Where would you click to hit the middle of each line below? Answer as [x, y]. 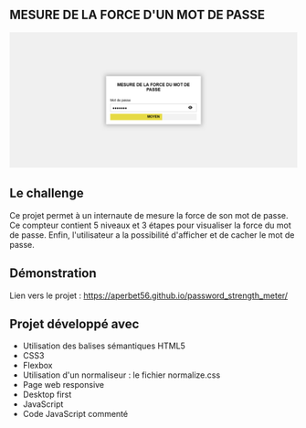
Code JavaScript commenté [75, 414]
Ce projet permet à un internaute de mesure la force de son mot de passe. [149, 215]
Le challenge [47, 193]
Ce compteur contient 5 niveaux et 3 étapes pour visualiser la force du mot [151, 225]
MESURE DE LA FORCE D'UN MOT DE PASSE [137, 15]
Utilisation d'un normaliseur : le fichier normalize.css [121, 375]
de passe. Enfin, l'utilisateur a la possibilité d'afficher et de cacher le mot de [152, 235]
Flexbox [37, 366]
